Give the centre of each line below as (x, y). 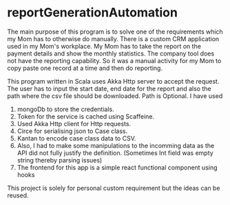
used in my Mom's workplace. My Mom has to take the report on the (104, 46)
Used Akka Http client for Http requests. (74, 123)
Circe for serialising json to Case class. (72, 131)
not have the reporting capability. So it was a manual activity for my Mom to (114, 60)
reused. (18, 195)
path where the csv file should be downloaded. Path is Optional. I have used (115, 96)
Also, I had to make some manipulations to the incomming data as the (116, 145)
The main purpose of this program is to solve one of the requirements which (115, 32)
